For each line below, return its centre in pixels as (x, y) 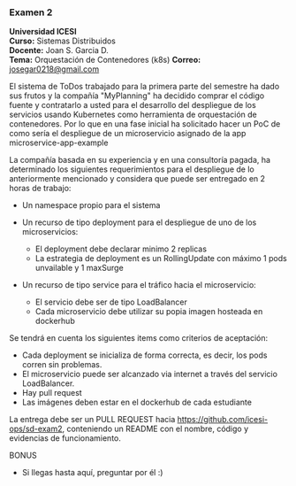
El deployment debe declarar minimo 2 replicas (121, 249)
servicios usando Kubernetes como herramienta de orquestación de (133, 115)
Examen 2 (31, 12)
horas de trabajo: (40, 189)
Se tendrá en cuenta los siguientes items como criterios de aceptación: (139, 338)
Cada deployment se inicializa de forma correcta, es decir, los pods (144, 355)
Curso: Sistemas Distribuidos (63, 41)
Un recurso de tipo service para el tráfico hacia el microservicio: (139, 285)
